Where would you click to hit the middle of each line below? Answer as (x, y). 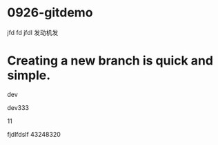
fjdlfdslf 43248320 (34, 134)
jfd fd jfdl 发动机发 (33, 32)
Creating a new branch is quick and (110, 61)
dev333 (18, 107)
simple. (29, 75)
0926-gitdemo (50, 13)
